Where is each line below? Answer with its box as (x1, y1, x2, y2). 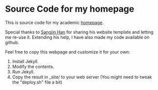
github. (5, 39, 20, 45)
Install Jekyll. (12, 58, 39, 64)
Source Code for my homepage (5, 3, 135, 15)
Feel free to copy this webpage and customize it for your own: (5, 49, 130, 55)
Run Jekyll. (12, 68, 35, 74)
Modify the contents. (12, 64, 55, 69)
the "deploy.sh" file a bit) (12, 79, 63, 85)
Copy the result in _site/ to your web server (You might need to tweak (12, 74, 152, 80)
